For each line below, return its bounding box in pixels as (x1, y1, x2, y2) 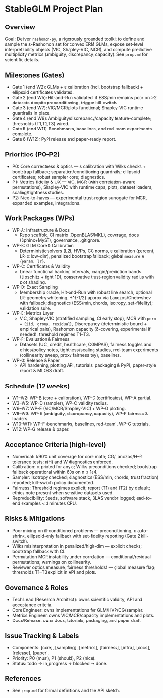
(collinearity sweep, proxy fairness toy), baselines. (19, 352, 121, 358)
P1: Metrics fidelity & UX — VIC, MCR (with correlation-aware (12, 179, 136, 185)
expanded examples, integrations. (12, 200, 81, 206)
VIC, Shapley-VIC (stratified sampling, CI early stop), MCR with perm (19, 315, 156, 322)
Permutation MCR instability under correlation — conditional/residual (12, 553, 151, 560)
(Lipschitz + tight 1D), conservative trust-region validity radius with (19, 274, 154, 280)
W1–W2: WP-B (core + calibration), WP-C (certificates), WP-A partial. (12, 395, 152, 401)
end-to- (136, 495, 152, 501)
